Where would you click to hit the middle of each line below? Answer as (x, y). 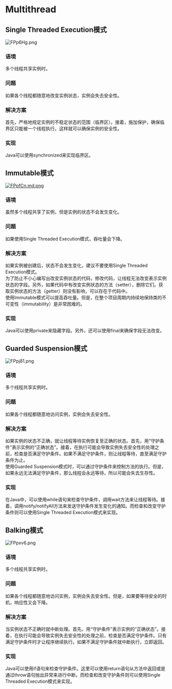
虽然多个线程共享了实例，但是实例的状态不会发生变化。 (63, 212)
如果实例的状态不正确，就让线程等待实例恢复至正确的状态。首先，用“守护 (83, 441)
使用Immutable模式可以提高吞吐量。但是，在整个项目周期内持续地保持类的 (84, 297)
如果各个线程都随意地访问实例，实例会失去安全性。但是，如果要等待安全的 (84, 596)
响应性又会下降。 (32, 602)
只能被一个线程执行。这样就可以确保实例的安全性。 (68, 128)
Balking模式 (24, 530)
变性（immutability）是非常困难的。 (47, 304)
